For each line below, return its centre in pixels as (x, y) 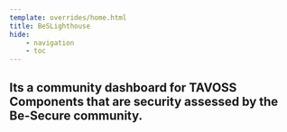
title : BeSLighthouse (50, 26)
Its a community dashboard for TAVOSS (123, 88)
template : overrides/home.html (68, 18)
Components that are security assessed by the (144, 101)
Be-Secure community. (76, 115)
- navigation (50, 43)
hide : (19, 34)
